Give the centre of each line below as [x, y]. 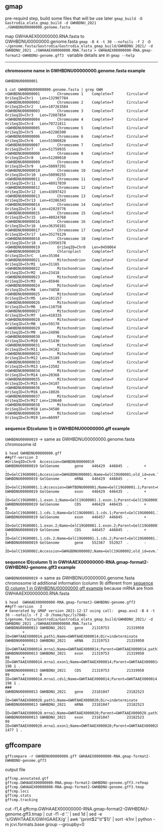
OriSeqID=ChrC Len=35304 [32, 256]
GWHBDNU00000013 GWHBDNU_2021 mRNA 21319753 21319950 [75, 641]
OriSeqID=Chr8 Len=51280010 [36, 158]
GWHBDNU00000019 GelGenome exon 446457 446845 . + [76, 517]
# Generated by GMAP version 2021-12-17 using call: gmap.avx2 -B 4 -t [80, 611]
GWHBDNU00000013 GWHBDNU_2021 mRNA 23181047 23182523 [75, 705]
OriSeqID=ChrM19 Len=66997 [32, 418]
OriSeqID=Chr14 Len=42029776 [36, 209]
